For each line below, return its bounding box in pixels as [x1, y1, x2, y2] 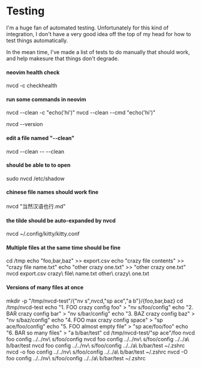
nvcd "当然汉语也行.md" [6, 202, 66, 210]
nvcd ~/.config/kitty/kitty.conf [6, 230, 80, 238]
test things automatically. [6, 37, 68, 44]
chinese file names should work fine [6, 189, 99, 196]
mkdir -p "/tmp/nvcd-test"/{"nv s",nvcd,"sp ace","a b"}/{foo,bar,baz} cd [6, 297, 183, 304]
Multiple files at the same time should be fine [6, 244, 121, 251]
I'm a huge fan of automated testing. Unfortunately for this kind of [6, 24, 169, 31]
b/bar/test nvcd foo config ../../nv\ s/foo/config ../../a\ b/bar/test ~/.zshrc [6, 342, 185, 349]
